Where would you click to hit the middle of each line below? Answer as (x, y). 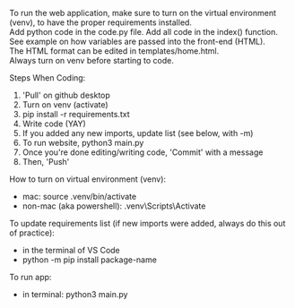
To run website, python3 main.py (83, 143)
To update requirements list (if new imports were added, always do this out (147, 223)
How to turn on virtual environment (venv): (88, 179)
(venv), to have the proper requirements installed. (101, 22)
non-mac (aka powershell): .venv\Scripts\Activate (114, 206)
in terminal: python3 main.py (75, 294)
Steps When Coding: (48, 78)
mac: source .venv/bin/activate (79, 197)
